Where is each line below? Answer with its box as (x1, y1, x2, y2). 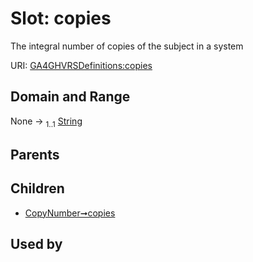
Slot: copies (10, 7, 112, 30)
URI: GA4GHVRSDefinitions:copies (10, 59, 153, 71)
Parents (10, 146, 60, 163)
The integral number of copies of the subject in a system (10, 40, 244, 52)
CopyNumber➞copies (24, 207, 116, 219)
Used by (10, 236, 63, 253)
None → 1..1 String (10, 115, 83, 129)
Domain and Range (10, 88, 131, 106)
